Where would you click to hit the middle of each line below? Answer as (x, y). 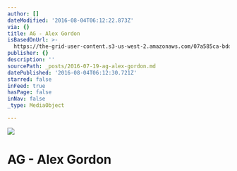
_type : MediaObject (36, 106)
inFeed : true (26, 86)
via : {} (19, 27)
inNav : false (26, 99)
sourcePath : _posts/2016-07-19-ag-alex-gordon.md (82, 66)
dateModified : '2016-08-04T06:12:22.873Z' (71, 20)
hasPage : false (30, 92)
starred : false (30, 79)
